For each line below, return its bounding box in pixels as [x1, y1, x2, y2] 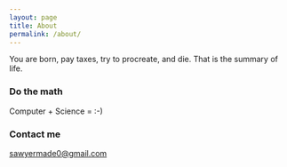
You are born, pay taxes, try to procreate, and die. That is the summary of [9, 54, 278, 65]
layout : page [9, 12, 58, 22]
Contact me [9, 128, 61, 140]
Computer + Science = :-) [9, 106, 104, 116]
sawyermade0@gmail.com [9, 147, 108, 158]
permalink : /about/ [9, 29, 82, 38]
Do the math [9, 85, 64, 98]
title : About [9, 21, 58, 30]
